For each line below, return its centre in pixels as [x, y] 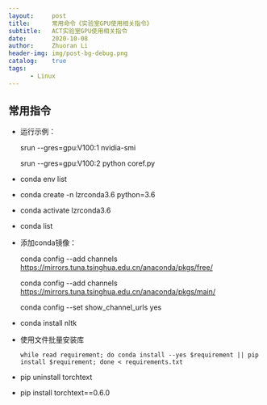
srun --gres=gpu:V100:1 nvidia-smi [78, 148]
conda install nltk [48, 323]
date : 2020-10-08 [48, 38]
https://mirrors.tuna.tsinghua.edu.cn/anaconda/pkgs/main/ [118, 292]
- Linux [43, 76]
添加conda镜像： [48, 243]
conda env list [43, 179]
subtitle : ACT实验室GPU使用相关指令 [68, 31]
